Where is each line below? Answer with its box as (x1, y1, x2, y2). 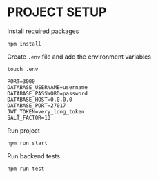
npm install (7, 40, 41, 47)
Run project (7, 126, 40, 135)
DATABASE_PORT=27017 (7, 102, 67, 109)
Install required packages (7, 27, 79, 35)
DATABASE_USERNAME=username (7, 84, 88, 91)
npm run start (7, 140, 48, 147)
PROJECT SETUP (7, 4, 107, 20)
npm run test (7, 165, 45, 172)
